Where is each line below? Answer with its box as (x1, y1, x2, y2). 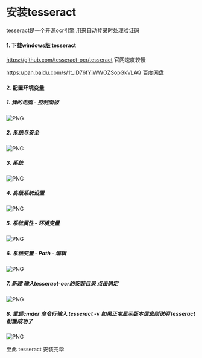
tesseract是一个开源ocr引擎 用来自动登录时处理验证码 (6, 27, 140, 34)
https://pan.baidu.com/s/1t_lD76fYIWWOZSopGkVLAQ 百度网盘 (6, 69, 165, 76)
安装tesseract (6, 5, 77, 19)
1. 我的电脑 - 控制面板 (6, 99, 59, 106)
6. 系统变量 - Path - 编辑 (6, 250, 66, 257)
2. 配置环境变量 (6, 84, 45, 91)
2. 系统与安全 (6, 129, 39, 136)
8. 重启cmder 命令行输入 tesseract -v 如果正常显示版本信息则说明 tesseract (6, 310, 196, 318)
